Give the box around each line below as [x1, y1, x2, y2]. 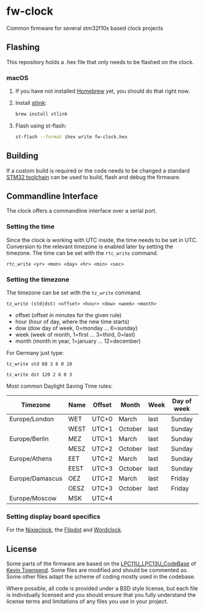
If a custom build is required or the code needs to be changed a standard [6, 166, 190, 174]
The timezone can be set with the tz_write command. [6, 289, 142, 296]
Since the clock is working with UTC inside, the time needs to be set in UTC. [6, 236, 198, 243]
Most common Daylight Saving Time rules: [6, 382, 113, 390]
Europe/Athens [9, 454, 52, 463]
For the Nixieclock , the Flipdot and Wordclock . [6, 526, 123, 534]
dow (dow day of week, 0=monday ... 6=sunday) [15, 324, 138, 332]
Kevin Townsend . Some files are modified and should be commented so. [6, 566, 189, 574]
